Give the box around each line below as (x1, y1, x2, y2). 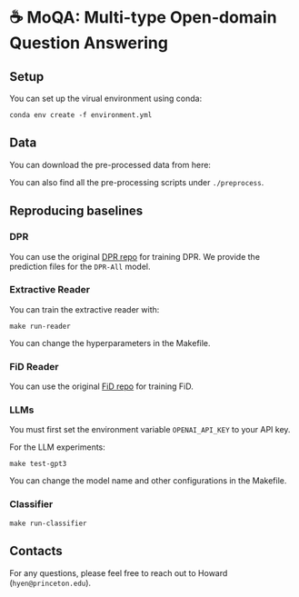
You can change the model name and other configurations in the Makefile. (9, 475, 287, 486)
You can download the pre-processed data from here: (9, 159, 212, 170)
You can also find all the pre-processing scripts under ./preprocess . (9, 176, 264, 187)
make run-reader (9, 322, 71, 331)
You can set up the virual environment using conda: (9, 93, 203, 104)
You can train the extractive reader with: (9, 303, 160, 314)
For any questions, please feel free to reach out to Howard (9, 567, 228, 578)
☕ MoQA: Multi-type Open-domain (9, 7, 277, 28)
